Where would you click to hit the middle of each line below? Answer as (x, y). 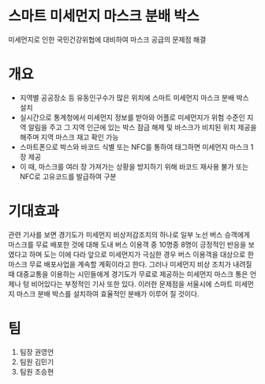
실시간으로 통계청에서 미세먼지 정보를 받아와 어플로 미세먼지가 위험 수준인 (132, 117)
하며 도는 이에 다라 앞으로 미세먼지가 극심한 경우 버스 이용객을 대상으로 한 (142, 254)
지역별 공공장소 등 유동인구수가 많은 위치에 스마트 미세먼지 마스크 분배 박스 (134, 97)
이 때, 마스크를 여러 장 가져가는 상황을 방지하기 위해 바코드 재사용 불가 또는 (134, 166)
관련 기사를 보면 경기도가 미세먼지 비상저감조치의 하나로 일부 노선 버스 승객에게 (129, 234)
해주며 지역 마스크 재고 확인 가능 (69, 137)
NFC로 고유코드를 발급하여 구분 (68, 176)
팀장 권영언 (37, 352)
